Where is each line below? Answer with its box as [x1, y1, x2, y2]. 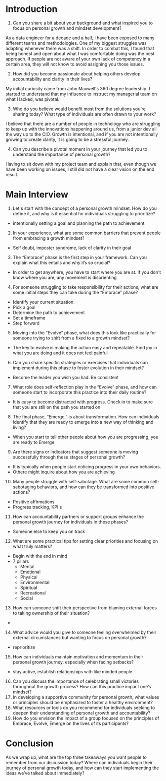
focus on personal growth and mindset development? [12, 25, 122, 31]
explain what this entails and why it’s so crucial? [12, 260, 111, 265]
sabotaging [12, 484, 36, 490]
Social [20, 595, 33, 601]
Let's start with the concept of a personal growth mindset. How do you [12, 205, 157, 211]
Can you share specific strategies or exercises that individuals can [12, 359, 148, 365]
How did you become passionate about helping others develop [12, 70, 141, 76]
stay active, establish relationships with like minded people [12, 668, 133, 674]
